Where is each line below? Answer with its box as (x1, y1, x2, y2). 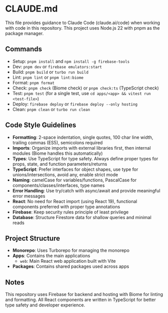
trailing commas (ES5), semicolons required (12, 139, 103, 146)
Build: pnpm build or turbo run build (12, 69, 89, 75)
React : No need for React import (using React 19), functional (12, 198, 137, 204)
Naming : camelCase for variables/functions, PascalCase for (12, 177, 137, 183)
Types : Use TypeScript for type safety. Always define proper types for (12, 155, 158, 161)
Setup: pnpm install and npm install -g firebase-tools (12, 58, 130, 64)
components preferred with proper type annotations (12, 203, 120, 210)
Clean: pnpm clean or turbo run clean (12, 106, 90, 112)
